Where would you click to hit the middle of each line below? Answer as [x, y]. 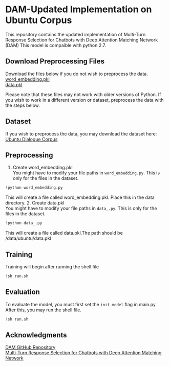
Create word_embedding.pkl [43, 168]
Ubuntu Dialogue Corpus [31, 139]
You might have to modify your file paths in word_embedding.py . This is [86, 173]
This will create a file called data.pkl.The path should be [64, 233]
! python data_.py [24, 223]
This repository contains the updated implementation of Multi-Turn [76, 34]
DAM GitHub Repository [30, 347]
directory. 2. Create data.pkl [35, 203]
